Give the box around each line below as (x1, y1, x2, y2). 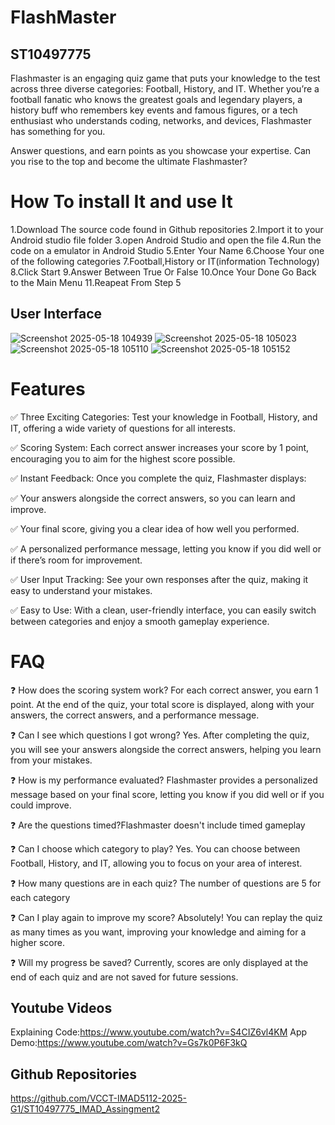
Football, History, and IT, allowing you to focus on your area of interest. (10, 857, 303, 869)
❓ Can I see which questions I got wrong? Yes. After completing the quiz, (10, 729, 310, 741)
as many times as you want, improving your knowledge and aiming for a (10, 926, 307, 938)
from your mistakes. (10, 754, 93, 766)
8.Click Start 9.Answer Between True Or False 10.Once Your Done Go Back (10, 266, 317, 278)
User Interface (10, 306, 103, 323)
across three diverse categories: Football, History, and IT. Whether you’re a (10, 83, 320, 95)
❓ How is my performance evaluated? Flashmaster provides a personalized (10, 774, 318, 786)
